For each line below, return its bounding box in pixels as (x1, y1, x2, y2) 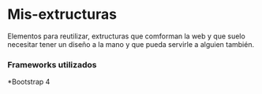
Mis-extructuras (7, 5, 118, 23)
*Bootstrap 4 (7, 77, 51, 87)
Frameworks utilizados (7, 59, 97, 70)
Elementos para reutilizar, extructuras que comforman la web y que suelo (7, 31, 245, 41)
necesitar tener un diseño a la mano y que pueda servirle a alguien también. (7, 39, 254, 49)
